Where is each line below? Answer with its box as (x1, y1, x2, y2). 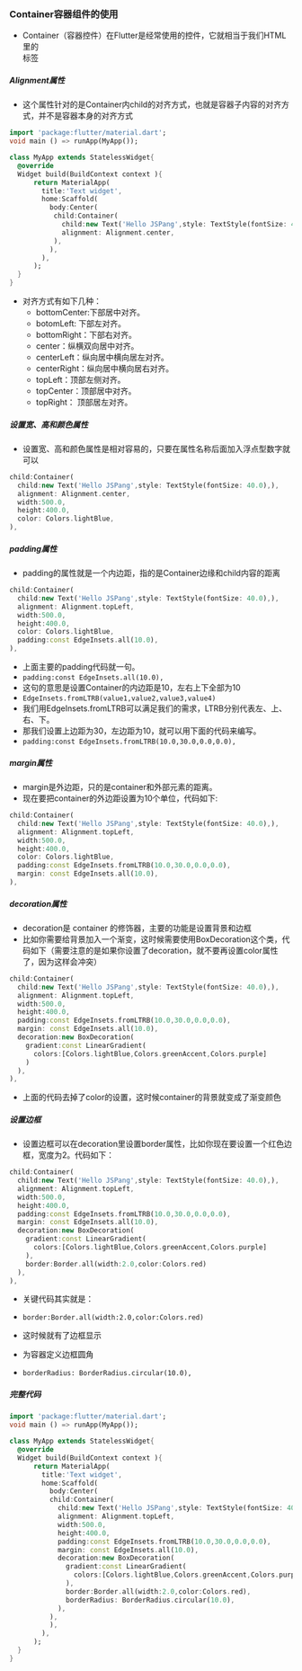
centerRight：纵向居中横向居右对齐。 (35, 363, 173, 374)
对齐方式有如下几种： (22, 296, 102, 307)
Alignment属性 (9, 75, 66, 85)
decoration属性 (9, 898, 67, 909)
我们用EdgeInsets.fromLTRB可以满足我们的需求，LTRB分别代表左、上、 (22, 703, 288, 714)
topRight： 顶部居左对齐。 (35, 397, 133, 408)
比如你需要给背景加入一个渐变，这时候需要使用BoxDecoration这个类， (22, 933, 283, 945)
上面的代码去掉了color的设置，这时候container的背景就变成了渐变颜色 (22, 1092, 281, 1103)
